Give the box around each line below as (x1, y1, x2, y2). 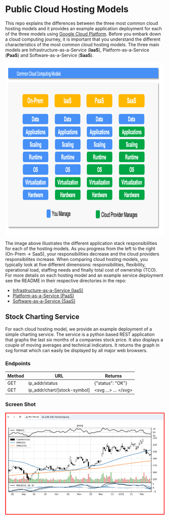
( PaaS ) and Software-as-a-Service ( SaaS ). (5, 52, 94, 58)
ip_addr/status (28, 380, 58, 386)
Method (7, 373, 24, 379)
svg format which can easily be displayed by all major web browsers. (5, 347, 148, 353)
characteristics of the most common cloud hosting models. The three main (5, 41, 159, 47)
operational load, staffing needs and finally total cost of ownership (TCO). (5, 267, 157, 273)
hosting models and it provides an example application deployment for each (5, 25, 162, 31)
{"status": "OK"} (94, 380, 127, 386)
